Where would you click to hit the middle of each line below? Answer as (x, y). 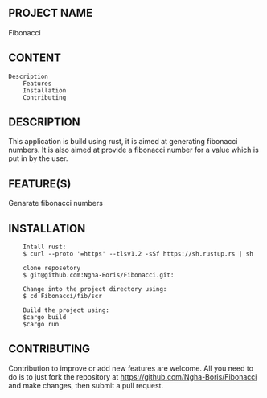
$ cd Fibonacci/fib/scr (63, 297)
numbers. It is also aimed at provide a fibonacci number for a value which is (133, 150)
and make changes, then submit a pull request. (86, 385)
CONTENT (35, 58)
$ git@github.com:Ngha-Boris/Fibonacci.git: (99, 275)
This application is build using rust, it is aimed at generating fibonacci (123, 142)
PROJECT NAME (51, 13)
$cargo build (45, 318)
